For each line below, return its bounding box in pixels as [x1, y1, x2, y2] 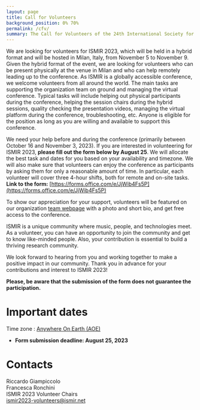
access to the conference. [6, 211, 71, 219]
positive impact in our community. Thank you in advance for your [6, 260, 166, 267]
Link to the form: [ [6, 181, 52, 188]
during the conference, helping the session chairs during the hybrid [6, 98, 172, 106]
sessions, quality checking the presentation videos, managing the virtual [6, 105, 185, 112]
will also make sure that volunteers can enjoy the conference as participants [6, 161, 194, 169]
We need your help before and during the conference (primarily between [6, 136, 186, 143]
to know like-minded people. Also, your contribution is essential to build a [6, 235, 187, 243]
